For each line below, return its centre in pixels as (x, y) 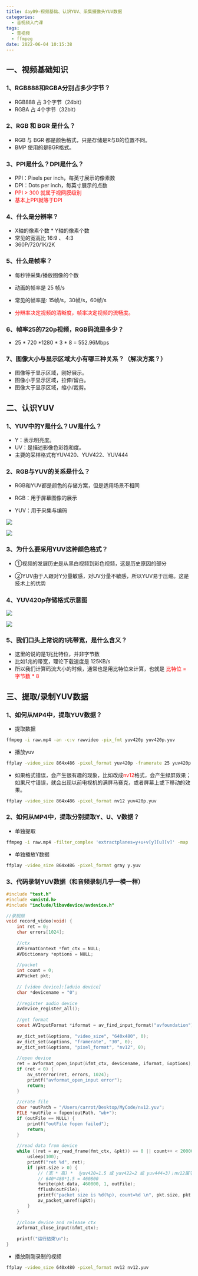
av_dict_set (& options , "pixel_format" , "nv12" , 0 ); (81, 1047)
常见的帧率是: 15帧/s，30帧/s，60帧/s (61, 300)
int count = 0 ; (35, 971)
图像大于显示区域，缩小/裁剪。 (52, 388)
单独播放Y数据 (32, 854)
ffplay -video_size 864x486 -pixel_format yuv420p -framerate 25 (88, 763)
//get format (33, 1020)
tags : (13, 28)
